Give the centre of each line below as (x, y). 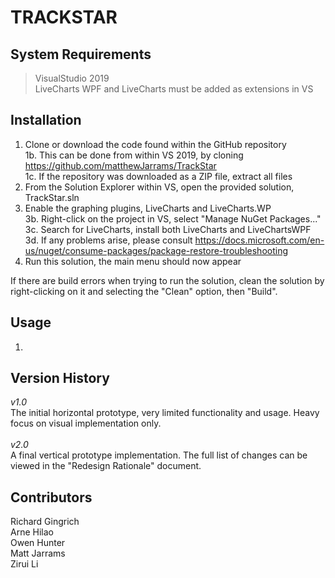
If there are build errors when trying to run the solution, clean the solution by (167, 280)
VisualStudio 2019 (72, 78)
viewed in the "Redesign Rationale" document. (106, 466)
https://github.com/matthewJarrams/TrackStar (120, 165)
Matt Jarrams (38, 553)
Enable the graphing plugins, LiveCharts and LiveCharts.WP (148, 208)
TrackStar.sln (52, 197)
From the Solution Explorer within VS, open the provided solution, (159, 187)
